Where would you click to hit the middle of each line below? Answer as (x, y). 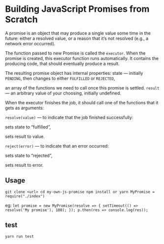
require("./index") (25, 196)
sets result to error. (24, 165)
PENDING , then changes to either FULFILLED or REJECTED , (60, 78)
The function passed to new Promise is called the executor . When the (75, 53)
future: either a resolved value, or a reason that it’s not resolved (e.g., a (77, 38)
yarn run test (20, 236)
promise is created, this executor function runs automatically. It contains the (82, 58)
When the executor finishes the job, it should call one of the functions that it (82, 102)
